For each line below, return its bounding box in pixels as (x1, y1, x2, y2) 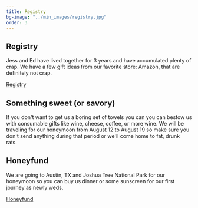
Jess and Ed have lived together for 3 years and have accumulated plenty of (6, 57, 192, 64)
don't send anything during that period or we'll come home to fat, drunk (6, 133, 180, 139)
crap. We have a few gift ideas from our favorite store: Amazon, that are (6, 63, 180, 71)
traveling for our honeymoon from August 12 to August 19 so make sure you (6, 126, 190, 133)
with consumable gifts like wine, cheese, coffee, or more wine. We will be (6, 120, 184, 127)
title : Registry (6, 8, 46, 15)
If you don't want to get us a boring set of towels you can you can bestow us (6, 114, 192, 121)
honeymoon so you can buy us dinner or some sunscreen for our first (6, 177, 175, 184)
